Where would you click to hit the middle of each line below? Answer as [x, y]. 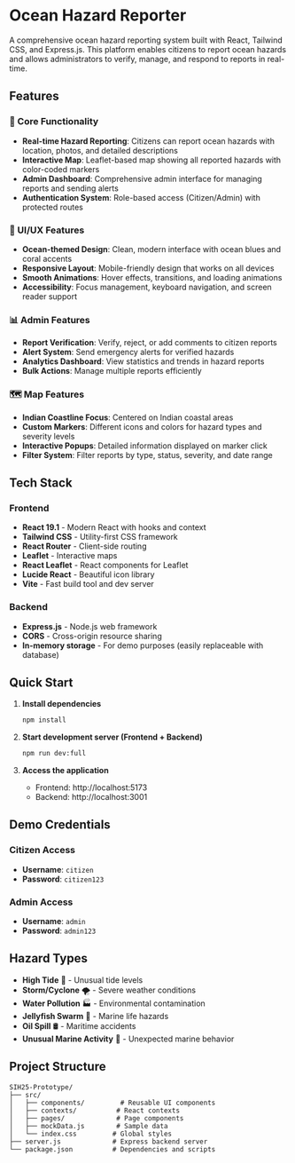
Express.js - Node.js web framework [89, 626]
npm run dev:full [54, 754]
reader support [50, 296]
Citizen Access [42, 850]
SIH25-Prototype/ [41, 1087]
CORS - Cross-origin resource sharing [92, 636]
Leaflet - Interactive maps [70, 556]
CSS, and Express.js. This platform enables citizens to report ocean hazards [147, 49]
